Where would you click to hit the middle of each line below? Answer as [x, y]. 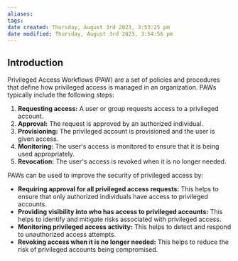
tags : [15, 21]
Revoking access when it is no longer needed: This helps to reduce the [123, 242]
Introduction [36, 62]
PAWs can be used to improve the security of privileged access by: [106, 176]
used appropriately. [46, 154]
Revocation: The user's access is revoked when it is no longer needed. [122, 161]
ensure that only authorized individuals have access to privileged [113, 197]
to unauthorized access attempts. [66, 235]
